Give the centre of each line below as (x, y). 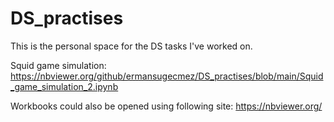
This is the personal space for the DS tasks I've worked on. (131, 46)
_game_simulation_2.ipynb (64, 86)
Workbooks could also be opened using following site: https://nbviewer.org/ (166, 106)
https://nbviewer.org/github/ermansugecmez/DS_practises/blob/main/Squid (167, 76)
